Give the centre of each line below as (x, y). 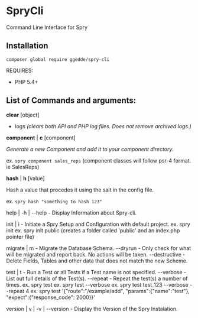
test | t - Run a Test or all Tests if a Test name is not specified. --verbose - (96, 272)
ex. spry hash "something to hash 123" (54, 201)
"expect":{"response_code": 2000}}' (51, 297)
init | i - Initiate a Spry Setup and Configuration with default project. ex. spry (98, 224)
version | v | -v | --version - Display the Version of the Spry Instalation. (92, 309)
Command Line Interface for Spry (47, 27)
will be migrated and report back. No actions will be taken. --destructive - (96, 254)
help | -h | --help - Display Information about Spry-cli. (72, 212)
